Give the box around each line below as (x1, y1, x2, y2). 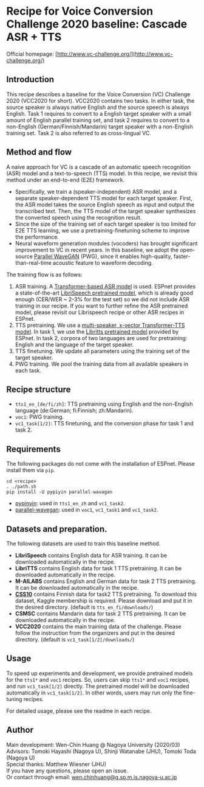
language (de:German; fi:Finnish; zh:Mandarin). (15, 407, 134, 414)
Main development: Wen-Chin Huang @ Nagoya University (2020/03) (6, 741, 180, 748)
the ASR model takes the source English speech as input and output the (15, 201, 195, 208)
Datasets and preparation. (6, 523, 107, 534)
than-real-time (15, 259, 52, 266)
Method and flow (6, 147, 72, 158)
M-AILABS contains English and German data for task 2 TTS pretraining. (15, 578, 197, 585)
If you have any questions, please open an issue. (6, 767, 129, 774)
